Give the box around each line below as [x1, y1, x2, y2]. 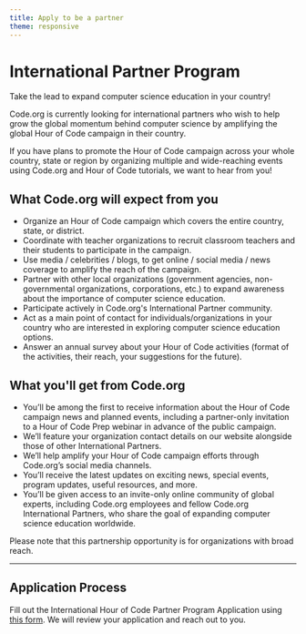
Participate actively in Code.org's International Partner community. [22, 302, 273, 314]
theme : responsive [9, 22, 79, 31]
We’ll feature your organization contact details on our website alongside [22, 431, 292, 442]
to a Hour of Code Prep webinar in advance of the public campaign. [22, 421, 277, 433]
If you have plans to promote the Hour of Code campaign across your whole [9, 146, 295, 157]
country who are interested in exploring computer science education [22, 322, 280, 333]
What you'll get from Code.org [9, 377, 186, 393]
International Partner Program [9, 61, 241, 82]
